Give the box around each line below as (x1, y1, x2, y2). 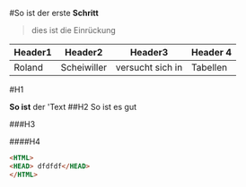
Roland (13, 62, 43, 73)
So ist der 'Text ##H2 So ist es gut (9, 102, 137, 112)
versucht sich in (115, 62, 183, 73)
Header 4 (191, 47, 232, 58)
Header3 (129, 47, 169, 58)
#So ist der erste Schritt (9, 8, 99, 18)
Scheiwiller (60, 62, 108, 73)
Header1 (13, 47, 52, 58)
